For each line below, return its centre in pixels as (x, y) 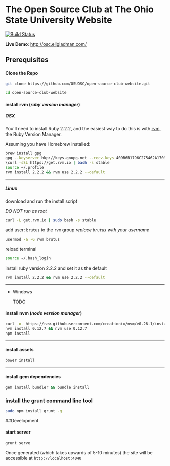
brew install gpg (24, 153)
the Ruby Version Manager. (33, 134)
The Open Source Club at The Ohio (80, 9)
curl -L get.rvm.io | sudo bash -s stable (51, 220)
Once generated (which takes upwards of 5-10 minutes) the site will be (79, 452)
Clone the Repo (22, 73)
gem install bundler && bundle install (47, 387)
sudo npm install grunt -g (34, 411)
